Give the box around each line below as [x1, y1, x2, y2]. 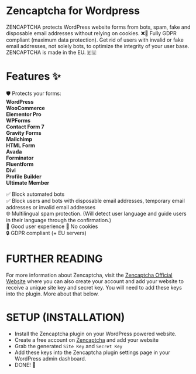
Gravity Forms [6, 129, 42, 136]
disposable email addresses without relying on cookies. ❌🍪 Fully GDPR [6, 29, 177, 36]
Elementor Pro [6, 110, 42, 118]
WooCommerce [6, 104, 45, 111]
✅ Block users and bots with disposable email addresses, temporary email [6, 197, 185, 204]
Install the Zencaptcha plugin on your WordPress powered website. [14, 330, 177, 337]
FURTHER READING [6, 252, 103, 266]
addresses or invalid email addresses [6, 203, 96, 210]
